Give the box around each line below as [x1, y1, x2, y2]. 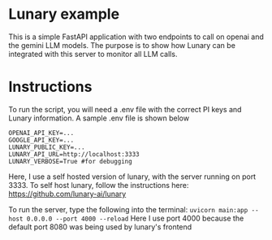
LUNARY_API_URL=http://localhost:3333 [8, 150, 140, 159]
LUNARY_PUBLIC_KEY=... [8, 143, 85, 151]
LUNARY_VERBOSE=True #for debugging [8, 157, 132, 165]
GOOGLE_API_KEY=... [8, 136, 75, 144]
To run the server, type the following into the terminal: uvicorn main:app [8, 204, 248, 214]
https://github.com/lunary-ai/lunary [8, 189, 127, 199]
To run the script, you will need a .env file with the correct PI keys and [8, 104, 242, 114]
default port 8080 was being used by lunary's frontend [8, 221, 192, 232]
